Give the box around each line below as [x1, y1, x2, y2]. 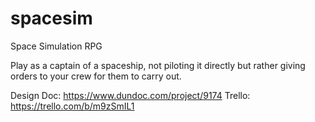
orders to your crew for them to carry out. [10, 70, 182, 82]
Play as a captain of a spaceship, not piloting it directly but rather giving [10, 59, 306, 71]
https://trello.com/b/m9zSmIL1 [10, 100, 135, 112]
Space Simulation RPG [10, 40, 103, 52]
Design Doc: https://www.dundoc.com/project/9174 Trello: [10, 89, 251, 101]
